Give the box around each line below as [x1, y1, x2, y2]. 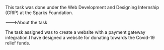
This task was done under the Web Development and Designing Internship [5, 5, 159, 10]
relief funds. [5, 40, 30, 46]
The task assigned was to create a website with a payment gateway [5, 29, 146, 35]
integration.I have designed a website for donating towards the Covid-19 [5, 35, 155, 40]
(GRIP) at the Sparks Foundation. [5, 10, 73, 16]
